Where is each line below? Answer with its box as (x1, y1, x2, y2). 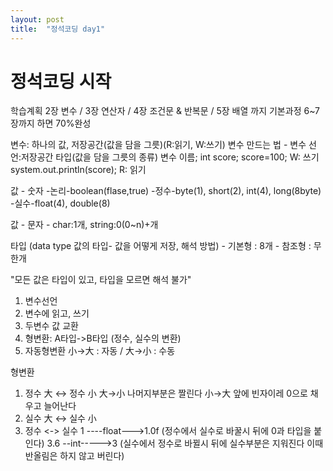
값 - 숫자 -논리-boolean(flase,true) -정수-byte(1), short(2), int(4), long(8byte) (10, 185, 322, 197)
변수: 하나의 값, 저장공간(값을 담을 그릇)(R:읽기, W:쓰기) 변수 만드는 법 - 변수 (10, 139, 307, 151)
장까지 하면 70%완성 (10, 117, 92, 130)
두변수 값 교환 (24, 320, 79, 332)
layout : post (10, 14, 65, 25)
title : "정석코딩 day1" (10, 24, 106, 34)
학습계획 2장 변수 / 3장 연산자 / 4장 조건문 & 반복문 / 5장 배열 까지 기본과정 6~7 (10, 105, 320, 117)
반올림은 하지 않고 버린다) (24, 450, 125, 462)
